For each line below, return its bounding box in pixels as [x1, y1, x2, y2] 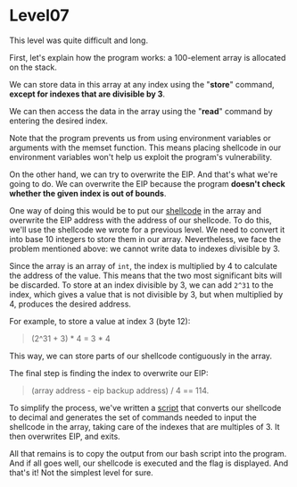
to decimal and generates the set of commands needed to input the [9, 412, 257, 423]
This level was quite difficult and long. [9, 35, 149, 46]
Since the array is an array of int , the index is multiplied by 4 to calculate [9, 260, 278, 271]
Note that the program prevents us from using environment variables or [9, 132, 272, 143]
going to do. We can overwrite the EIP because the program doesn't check [9, 178, 285, 189]
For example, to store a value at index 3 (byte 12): [9, 315, 191, 326]
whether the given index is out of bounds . [9, 188, 167, 198]
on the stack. [9, 62, 58, 72]
